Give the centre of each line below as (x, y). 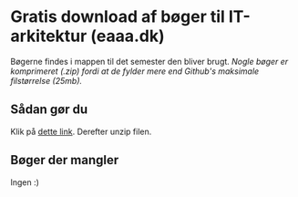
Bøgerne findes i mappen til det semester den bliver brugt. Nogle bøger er (149, 61)
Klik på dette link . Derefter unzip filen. (81, 131)
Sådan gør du (49, 110)
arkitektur (49, 36)
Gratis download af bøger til (118, 17)
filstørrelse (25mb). (46, 80)
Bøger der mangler (65, 160)
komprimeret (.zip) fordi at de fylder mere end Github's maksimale (135, 71)
